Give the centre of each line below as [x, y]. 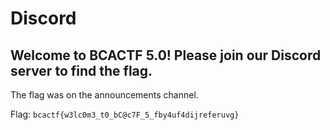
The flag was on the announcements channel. [104, 95]
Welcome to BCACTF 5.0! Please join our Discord [166, 55]
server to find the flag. [81, 70]
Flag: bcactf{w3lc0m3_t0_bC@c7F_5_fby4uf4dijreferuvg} [125, 114]
